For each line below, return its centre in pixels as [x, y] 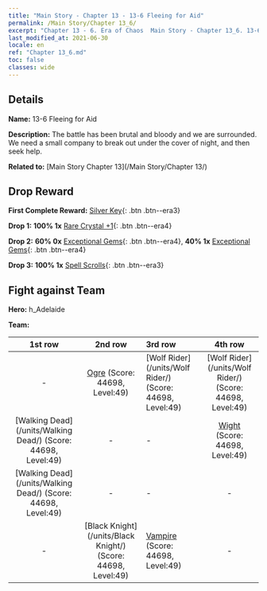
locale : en [26, 45]
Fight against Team [57, 290]
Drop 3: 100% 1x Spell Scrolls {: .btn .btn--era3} [86, 265]
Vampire [161, 536]
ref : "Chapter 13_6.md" [48, 52]
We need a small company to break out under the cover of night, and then [129, 142]
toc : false [26, 60]
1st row [44, 344]
